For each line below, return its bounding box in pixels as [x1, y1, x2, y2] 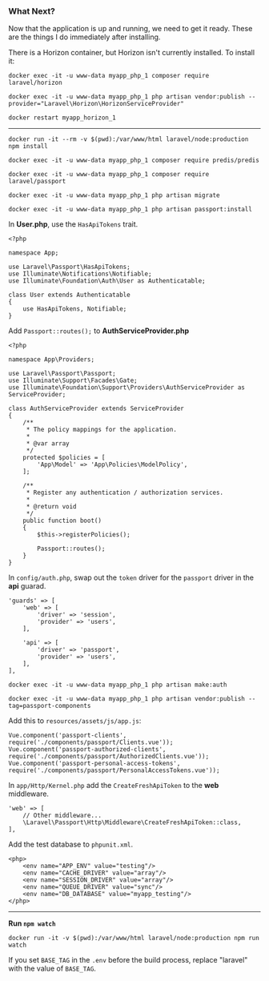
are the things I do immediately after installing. [8, 32, 161, 42]
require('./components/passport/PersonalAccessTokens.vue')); [8, 766, 220, 774]
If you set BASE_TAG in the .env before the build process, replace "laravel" [8, 955, 248, 965]
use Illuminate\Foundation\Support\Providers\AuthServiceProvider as [8, 384, 246, 392]
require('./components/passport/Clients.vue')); [8, 738, 174, 746]
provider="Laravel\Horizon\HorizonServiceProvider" [8, 100, 184, 108]
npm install [8, 143, 48, 151]
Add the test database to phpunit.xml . [8, 839, 134, 850]
